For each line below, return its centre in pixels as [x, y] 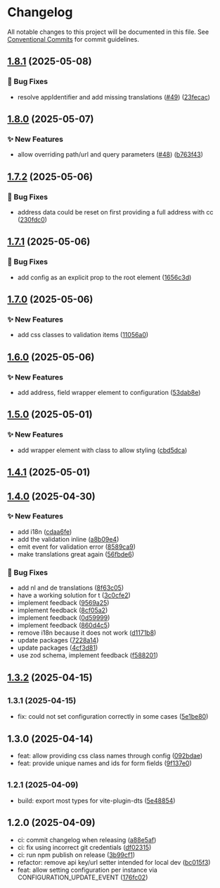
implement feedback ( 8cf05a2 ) [63, 610]
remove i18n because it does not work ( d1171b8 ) [87, 633]
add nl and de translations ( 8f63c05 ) [71, 588]
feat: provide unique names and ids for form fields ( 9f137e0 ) [104, 763]
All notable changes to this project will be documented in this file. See [108, 32]
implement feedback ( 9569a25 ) [63, 603]
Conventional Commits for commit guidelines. [73, 39]
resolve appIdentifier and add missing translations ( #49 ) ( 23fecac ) [114, 97]
